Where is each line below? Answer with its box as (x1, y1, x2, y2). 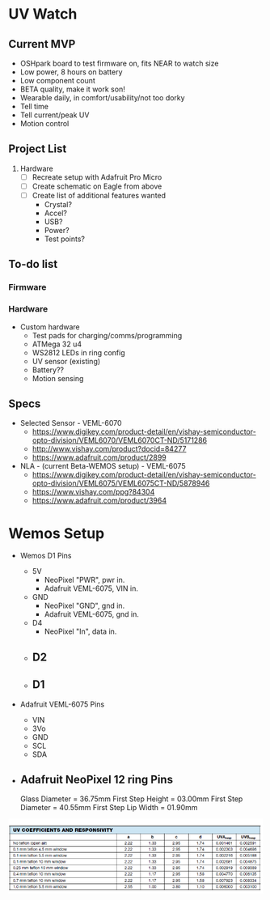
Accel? (44, 208, 67, 218)
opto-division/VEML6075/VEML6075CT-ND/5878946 (32, 478, 210, 488)
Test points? (44, 234, 86, 244)
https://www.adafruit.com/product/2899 (32, 452, 167, 462)
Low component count (19, 76, 95, 85)
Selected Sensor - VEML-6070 (19, 418, 123, 428)
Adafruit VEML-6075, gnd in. (44, 609, 139, 619)
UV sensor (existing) (32, 356, 101, 366)
